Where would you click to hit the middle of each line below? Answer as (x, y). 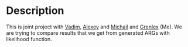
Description (35, 11)
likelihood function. (29, 39)
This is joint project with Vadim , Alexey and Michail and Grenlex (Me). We (94, 27)
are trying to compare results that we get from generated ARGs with (88, 32)
